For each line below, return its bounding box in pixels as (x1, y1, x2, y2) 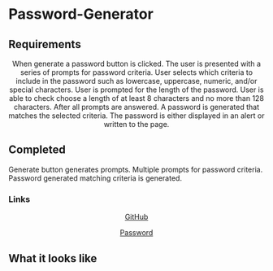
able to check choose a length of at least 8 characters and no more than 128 (9, 94, 264, 103)
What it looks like (8, 251, 97, 265)
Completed (8, 143, 67, 157)
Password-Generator (8, 5, 154, 24)
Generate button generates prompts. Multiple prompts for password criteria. (8, 164, 263, 174)
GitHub (124, 212, 149, 222)
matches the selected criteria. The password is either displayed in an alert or (8, 111, 265, 120)
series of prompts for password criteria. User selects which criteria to (19, 68, 253, 77)
